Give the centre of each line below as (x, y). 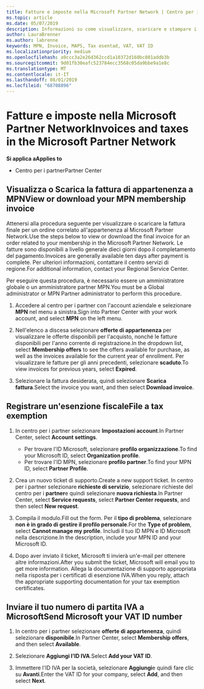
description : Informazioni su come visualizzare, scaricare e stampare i (102, 29)
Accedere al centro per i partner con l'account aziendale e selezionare (103, 305)
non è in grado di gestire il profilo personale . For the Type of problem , (103, 524)
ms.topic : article (29, 18)
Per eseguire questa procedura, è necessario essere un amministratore (95, 280)
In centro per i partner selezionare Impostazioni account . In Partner (99, 430)
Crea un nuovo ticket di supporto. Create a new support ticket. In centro (104, 480)
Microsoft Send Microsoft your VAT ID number (94, 616)
